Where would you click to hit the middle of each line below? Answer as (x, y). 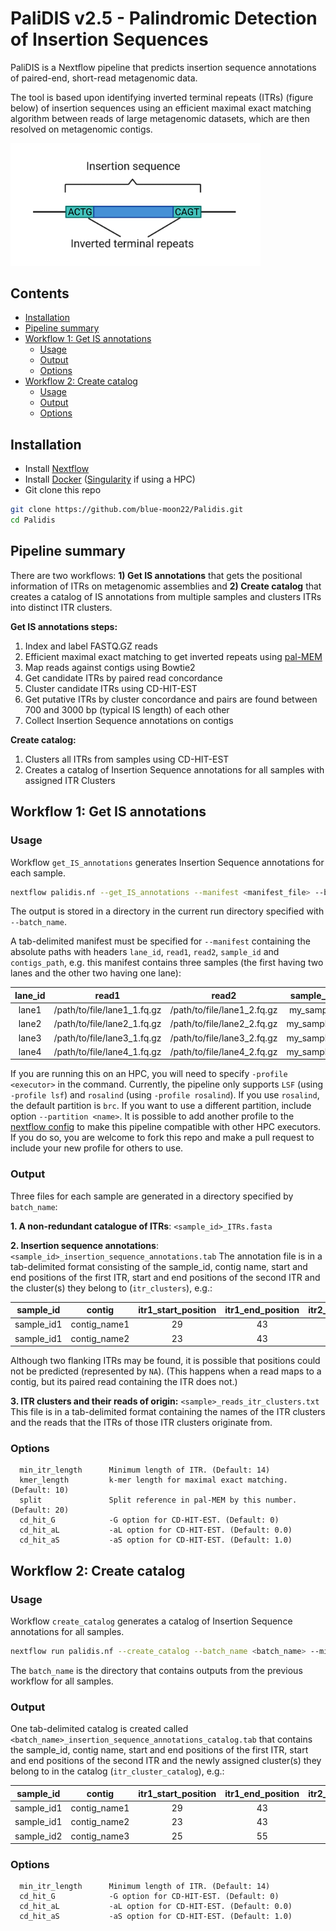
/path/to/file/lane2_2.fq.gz (223, 1024)
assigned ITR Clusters (70, 780)
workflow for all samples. (62, 1681)
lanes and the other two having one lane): (96, 973)
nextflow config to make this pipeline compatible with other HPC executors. (166, 1127)
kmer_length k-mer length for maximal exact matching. (153, 1480)
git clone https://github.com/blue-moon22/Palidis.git (127, 510)
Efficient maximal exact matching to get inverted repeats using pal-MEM (173, 656)
